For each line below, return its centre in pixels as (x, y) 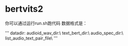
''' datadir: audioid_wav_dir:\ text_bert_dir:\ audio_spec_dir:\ (64, 33)
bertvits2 (24, 9)
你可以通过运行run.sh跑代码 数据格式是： (46, 23)
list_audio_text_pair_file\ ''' (31, 38)
